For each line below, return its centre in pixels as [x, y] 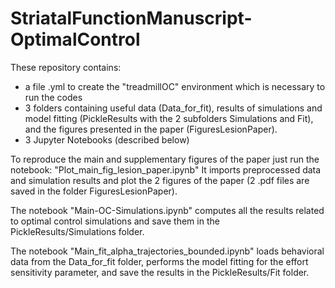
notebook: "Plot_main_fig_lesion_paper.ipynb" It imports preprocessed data [166, 169]
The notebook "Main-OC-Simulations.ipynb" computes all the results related [167, 210]
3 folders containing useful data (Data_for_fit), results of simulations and [173, 108]
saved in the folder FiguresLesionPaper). [94, 191]
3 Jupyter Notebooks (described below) [107, 139]
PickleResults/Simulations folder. [77, 231]
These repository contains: [66, 67]
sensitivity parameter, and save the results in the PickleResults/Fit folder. [160, 272]
